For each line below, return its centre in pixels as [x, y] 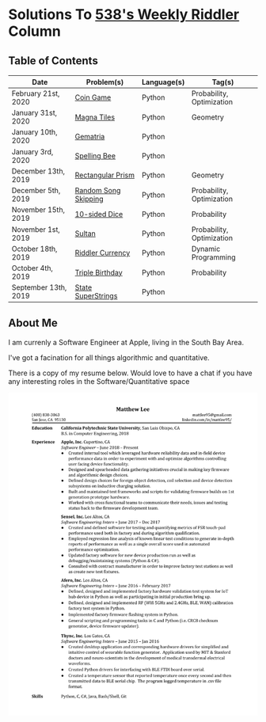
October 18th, [34, 249]
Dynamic [206, 249]
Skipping [89, 199]
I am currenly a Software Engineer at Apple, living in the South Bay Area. [126, 342]
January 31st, [34, 113]
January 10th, [34, 132]
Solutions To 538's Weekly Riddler [124, 15]
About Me [33, 323]
